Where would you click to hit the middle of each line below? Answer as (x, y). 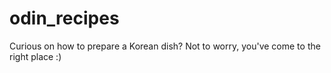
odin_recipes (64, 18)
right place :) (35, 56)
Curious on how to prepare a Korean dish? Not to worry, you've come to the (165, 46)
